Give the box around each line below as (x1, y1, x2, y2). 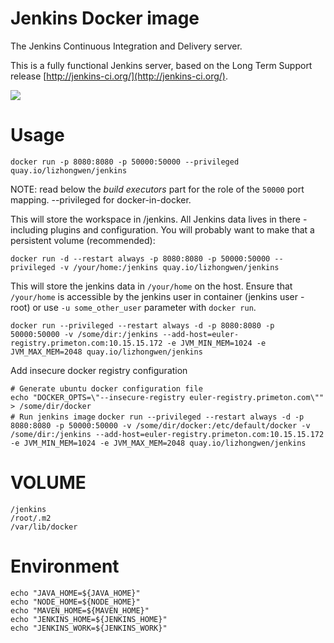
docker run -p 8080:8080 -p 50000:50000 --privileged (10, 157, 240, 167)
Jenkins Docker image (10, 7, 200, 30)
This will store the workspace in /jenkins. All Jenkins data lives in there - (10, 213, 308, 225)
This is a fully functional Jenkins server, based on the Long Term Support (10, 59, 313, 71)
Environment (10, 555, 120, 577)
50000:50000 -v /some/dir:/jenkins (10, 329, 159, 339)
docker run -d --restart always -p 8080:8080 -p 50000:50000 (10, 253, 271, 264)
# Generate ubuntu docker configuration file (10, 383, 203, 394)
